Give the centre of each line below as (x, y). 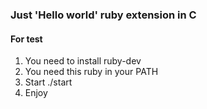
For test (26, 39)
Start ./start (48, 82)
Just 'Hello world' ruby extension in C (103, 15)
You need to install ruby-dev (83, 61)
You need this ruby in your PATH (91, 72)
